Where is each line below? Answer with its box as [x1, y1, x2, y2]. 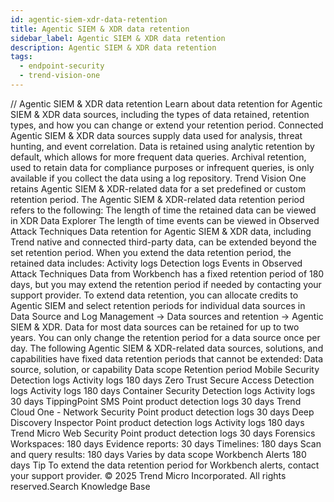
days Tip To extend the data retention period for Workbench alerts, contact [10, 459, 320, 471]
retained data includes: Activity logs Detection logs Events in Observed [10, 257, 303, 269]
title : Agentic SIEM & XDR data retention [10, 24, 190, 34]
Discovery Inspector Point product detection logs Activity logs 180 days [10, 416, 305, 428]
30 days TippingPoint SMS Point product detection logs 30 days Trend [10, 395, 302, 407]
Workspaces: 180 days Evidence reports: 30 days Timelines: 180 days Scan [10, 437, 322, 450]
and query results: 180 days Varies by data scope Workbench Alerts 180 [10, 448, 307, 460]
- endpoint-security [19, 61, 105, 71]
